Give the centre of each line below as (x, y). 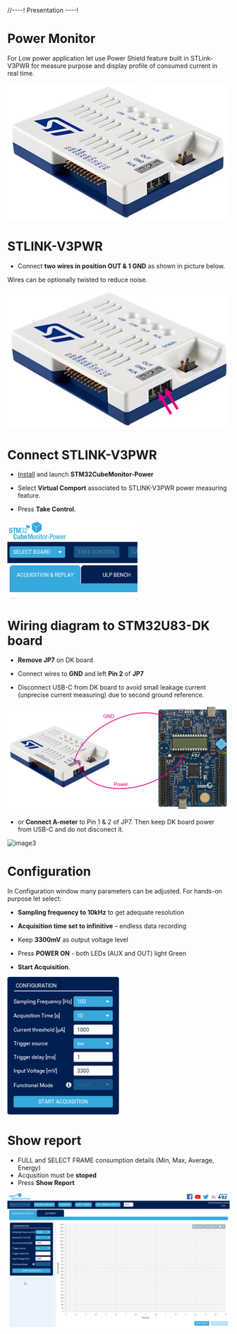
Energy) (29, 1167)
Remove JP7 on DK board (55, 660)
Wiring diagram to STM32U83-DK (109, 626)
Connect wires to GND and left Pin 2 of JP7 (81, 674)
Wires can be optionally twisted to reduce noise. (78, 280)
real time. (21, 73)
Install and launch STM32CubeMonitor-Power (85, 474)
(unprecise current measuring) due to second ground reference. (111, 695)
